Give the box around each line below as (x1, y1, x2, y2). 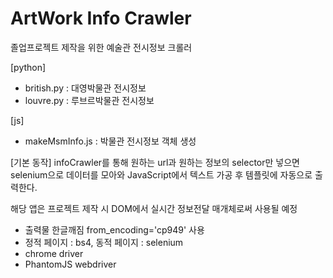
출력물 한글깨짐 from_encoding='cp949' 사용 (24, 223, 205, 236)
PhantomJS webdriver (24, 258, 117, 270)
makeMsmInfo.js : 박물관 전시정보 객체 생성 (24, 135, 197, 147)
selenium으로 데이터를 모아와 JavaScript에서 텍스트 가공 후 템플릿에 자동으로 (10, 168, 313, 181)
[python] (10, 61, 47, 73)
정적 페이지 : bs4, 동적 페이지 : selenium (24, 236, 184, 248)
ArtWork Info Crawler (10, 7, 192, 30)
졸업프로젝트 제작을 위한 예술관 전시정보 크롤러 (10, 41, 193, 53)
